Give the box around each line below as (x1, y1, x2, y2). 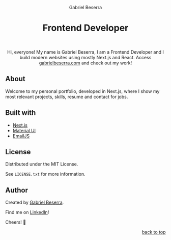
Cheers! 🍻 (5, 219, 26, 225)
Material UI (12, 127, 36, 133)
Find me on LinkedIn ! (5, 209, 49, 215)
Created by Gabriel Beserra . (5, 199, 64, 206)
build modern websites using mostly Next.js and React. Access (19, 54, 152, 60)
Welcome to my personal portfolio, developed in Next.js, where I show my (5, 88, 160, 94)
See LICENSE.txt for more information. (5, 171, 85, 177)
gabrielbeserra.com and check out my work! (39, 60, 132, 66)
